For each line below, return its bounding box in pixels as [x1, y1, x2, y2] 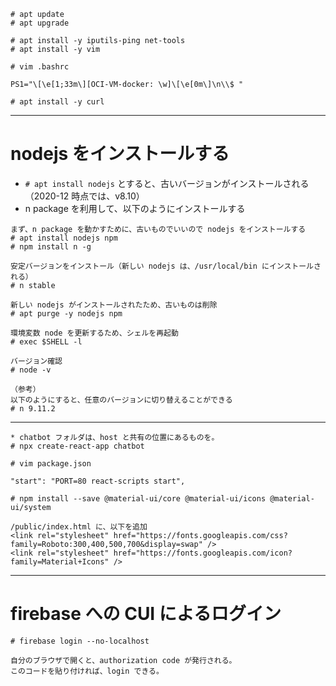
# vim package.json [10, 458, 92, 469]
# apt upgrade [10, 18, 70, 28]
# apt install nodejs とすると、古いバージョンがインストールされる [24, 177, 310, 189]
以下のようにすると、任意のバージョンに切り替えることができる [10, 395, 233, 405]
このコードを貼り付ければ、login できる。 [10, 666, 164, 676]
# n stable [10, 280, 56, 290]
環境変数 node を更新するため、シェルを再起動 [10, 328, 179, 338]
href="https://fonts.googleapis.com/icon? [113, 548, 293, 558]
